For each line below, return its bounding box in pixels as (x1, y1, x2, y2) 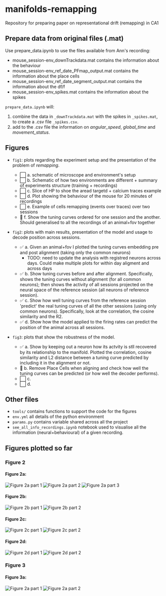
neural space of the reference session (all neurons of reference (19, 287, 150, 293)
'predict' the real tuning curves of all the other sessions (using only (19, 303, 157, 309)
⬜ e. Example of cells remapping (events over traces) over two (19, 203, 150, 209)
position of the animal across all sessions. (19, 324, 105, 330)
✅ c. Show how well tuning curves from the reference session (19, 297, 146, 303)
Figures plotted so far (5, 444, 73, 452)
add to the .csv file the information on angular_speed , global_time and (12, 124, 156, 130)
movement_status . (12, 129, 51, 135)
